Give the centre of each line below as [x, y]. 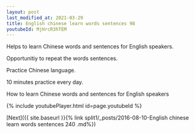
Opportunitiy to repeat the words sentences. [62, 58]
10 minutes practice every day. [45, 82]
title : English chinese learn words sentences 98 [71, 23]
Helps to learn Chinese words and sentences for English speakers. [90, 47]
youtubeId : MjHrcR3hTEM [37, 29]
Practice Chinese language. [41, 70]
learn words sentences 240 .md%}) [51, 124]
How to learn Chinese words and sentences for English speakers [88, 94]
